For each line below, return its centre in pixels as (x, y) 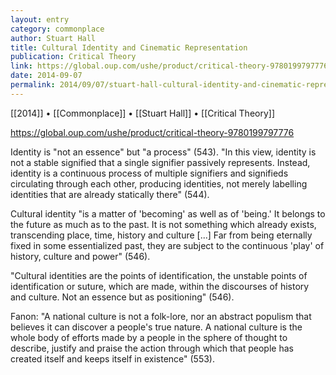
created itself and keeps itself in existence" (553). (113, 358)
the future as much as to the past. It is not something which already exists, (163, 224)
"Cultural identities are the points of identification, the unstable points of (159, 275)
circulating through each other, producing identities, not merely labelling (159, 183)
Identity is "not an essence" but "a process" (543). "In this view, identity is (163, 152)
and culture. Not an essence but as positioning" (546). (122, 297)
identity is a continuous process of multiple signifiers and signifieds (149, 173)
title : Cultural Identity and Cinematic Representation (129, 47)
